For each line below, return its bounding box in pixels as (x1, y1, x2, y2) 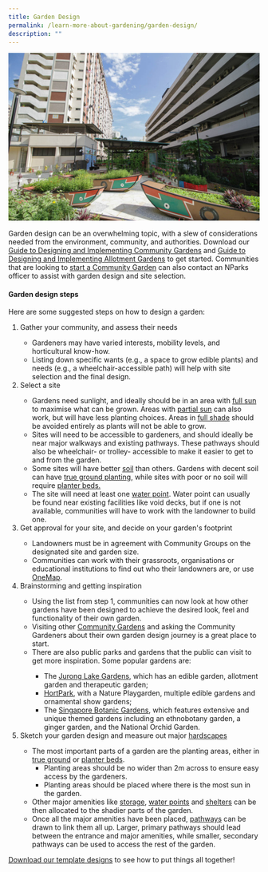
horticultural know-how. (31, 347, 110, 356)
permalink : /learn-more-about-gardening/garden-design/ (8, 21, 198, 30)
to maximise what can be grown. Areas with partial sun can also (31, 404, 242, 414)
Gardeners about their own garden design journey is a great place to (31, 631, 257, 640)
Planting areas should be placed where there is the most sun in (43, 780, 251, 790)
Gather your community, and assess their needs (19, 323, 178, 332)
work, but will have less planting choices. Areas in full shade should (31, 413, 254, 422)
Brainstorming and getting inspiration (19, 581, 142, 591)
